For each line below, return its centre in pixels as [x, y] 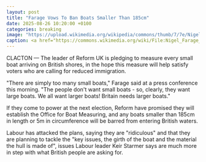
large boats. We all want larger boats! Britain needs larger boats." [88, 96]
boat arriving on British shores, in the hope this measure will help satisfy [97, 64]
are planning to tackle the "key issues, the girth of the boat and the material [102, 139]
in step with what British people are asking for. [65, 152]
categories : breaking [34, 29]
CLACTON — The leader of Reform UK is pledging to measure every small [100, 58]
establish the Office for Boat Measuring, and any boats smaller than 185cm [101, 114]
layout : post [23, 12]
